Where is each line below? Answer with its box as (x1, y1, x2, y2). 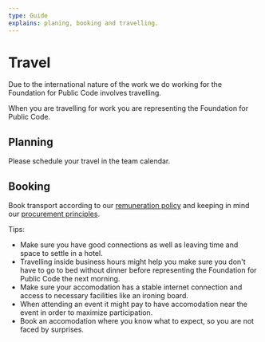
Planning (8, 135, 53, 148)
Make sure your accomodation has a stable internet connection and (19, 282, 243, 292)
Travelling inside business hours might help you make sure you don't (19, 257, 246, 267)
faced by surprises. (19, 324, 84, 335)
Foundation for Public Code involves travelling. (8, 88, 162, 98)
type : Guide (8, 11, 48, 20)
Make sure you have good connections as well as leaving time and (19, 240, 239, 250)
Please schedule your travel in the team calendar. (8, 156, 171, 166)
